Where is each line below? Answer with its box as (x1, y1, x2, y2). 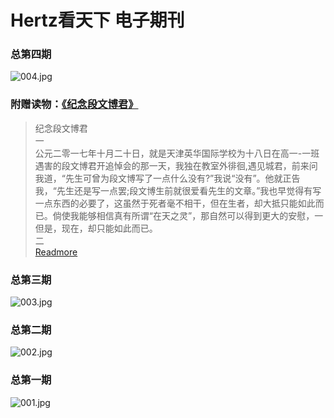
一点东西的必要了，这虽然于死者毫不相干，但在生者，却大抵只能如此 (34, 197, 316, 209)
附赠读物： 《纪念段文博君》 (10, 97, 139, 111)
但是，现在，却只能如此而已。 (34, 222, 158, 234)
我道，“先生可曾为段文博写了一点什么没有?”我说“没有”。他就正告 (34, 172, 301, 184)
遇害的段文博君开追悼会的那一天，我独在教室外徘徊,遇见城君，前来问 (34, 159, 318, 171)
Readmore (34, 246, 78, 258)
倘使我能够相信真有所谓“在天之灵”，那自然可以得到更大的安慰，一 (52, 209, 324, 221)
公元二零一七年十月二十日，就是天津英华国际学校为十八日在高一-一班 (34, 147, 320, 159)
